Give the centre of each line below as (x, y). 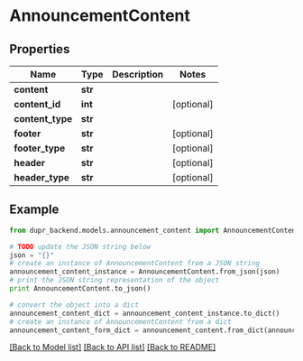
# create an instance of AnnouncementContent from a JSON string (134, 264)
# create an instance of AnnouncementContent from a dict (120, 321)
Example (34, 210)
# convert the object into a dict (74, 305)
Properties (40, 49)
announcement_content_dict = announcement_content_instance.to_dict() (145, 313)
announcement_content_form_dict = (74, 330)
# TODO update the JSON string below (80, 246)
